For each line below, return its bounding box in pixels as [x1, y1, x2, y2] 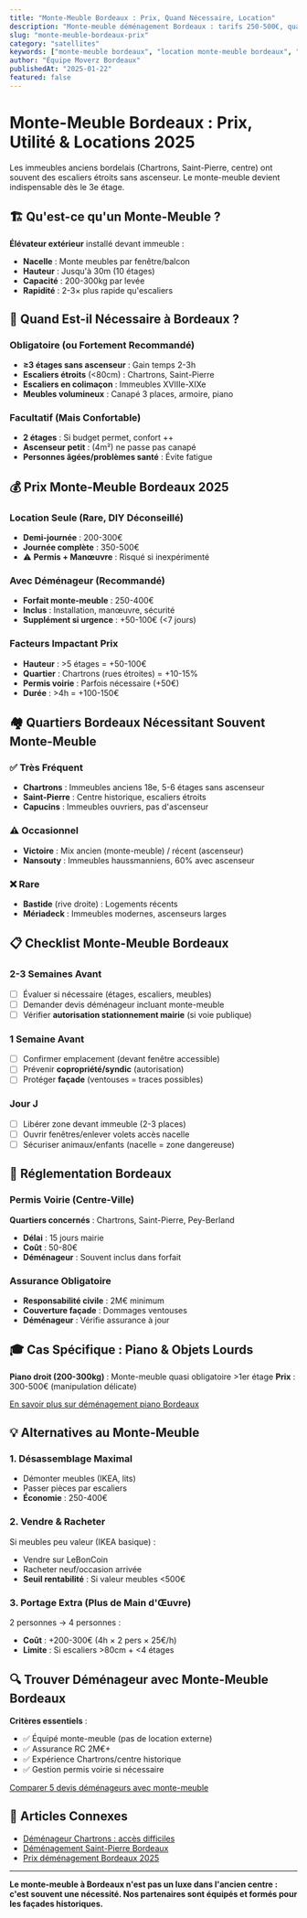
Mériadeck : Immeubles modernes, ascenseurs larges [22, 908, 227, 919]
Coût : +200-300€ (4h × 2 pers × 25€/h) [22, 1634, 177, 1645]
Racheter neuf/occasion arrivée [22, 1563, 143, 1574]
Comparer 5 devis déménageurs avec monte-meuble [9, 1782, 209, 1793]
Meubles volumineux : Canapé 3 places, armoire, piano [22, 389, 234, 400]
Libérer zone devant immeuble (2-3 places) [22, 1118, 186, 1130]
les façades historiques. [9, 1898, 103, 1909]
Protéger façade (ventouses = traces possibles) [22, 1074, 204, 1085]
